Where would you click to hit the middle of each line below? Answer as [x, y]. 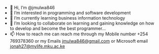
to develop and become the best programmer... [58, 28]
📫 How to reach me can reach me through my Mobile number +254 [79, 34]
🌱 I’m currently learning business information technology [67, 18]
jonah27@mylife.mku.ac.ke [37, 46]
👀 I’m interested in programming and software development [70, 13]
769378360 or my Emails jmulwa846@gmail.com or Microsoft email [79, 41]
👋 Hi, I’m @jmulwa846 [32, 8]
